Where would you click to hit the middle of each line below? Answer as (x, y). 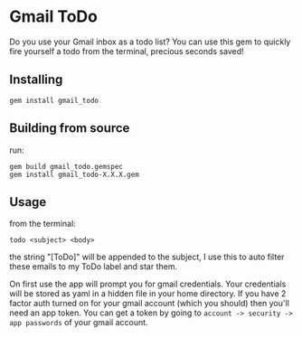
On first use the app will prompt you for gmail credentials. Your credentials (148, 284)
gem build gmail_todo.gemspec (66, 166)
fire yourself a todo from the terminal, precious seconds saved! (127, 51)
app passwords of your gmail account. (79, 323)
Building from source (70, 128)
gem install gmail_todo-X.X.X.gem (75, 174)
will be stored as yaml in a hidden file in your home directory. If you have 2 (148, 294)
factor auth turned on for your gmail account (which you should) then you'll (149, 304)
